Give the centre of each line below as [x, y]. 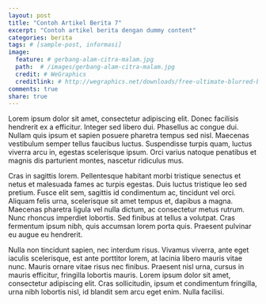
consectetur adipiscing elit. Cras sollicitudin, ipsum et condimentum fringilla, [133, 283]
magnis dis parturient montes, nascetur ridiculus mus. [96, 161]
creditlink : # [38, 81]
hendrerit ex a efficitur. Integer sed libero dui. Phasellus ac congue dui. [123, 127]
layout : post [30, 15]
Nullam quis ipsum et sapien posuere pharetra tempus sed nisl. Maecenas [129, 136]
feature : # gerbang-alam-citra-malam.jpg [85, 60]
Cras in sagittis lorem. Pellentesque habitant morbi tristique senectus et [125, 176]
